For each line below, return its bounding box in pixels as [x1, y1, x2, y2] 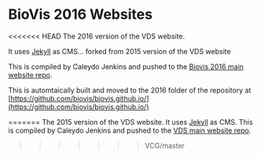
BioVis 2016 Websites [8, 5, 153, 24]
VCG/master [145, 141, 185, 150]
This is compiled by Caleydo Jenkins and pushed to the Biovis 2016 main [8, 61, 244, 71]
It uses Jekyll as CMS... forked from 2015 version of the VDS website [8, 46, 231, 56]
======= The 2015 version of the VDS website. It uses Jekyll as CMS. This [8, 117, 253, 126]
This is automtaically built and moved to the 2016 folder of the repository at [8, 85, 252, 95]
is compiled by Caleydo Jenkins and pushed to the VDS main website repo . [8, 126, 252, 135]
